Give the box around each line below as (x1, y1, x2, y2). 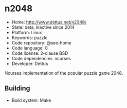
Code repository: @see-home (11, 40, 72, 45)
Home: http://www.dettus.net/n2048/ (11, 19, 87, 25)
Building (4, 84, 30, 93)
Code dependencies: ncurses (11, 55, 71, 61)
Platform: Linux (11, 29, 42, 35)
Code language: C (11, 45, 48, 51)
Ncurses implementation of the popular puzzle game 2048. (4, 70, 123, 76)
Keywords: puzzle (11, 35, 48, 41)
